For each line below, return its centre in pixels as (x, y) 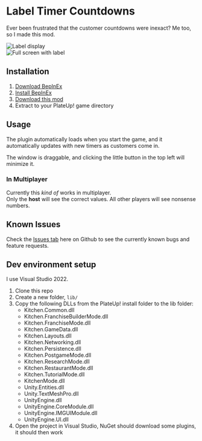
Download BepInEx (39, 86)
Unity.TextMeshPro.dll (51, 394)
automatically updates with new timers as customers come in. (83, 145)
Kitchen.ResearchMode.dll (57, 362)
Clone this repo (34, 291)
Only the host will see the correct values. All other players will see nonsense (101, 199)
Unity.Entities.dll (44, 387)
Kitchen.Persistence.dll (52, 349)
